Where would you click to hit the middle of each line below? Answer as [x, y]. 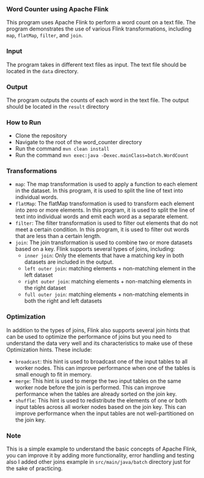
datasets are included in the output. [69, 262]
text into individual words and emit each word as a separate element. [102, 217]
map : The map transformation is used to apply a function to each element [106, 184]
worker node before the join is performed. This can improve [90, 387]
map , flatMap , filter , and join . [45, 35]
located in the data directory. [42, 71]
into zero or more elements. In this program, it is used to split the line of [105, 210]
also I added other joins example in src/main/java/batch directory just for [99, 462]
